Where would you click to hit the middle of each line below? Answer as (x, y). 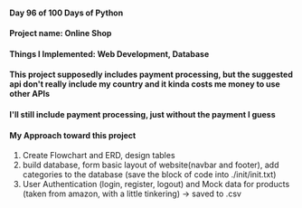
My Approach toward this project (73, 135)
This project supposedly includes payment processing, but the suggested (151, 75)
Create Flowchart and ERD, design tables (99, 156)
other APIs (30, 94)
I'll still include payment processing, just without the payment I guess (142, 114)
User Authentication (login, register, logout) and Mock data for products (156, 184)
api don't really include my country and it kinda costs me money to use (145, 84)
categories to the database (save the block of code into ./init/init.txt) (149, 175)
